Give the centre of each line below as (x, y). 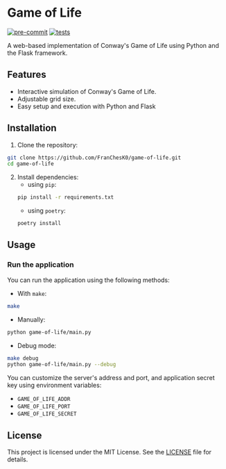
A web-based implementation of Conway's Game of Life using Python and (113, 45)
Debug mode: (37, 345)
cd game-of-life (31, 164)
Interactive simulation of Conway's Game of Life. (87, 91)
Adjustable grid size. (46, 99)
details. (18, 459)
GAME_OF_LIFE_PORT (44, 407)
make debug (23, 358)
